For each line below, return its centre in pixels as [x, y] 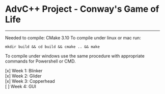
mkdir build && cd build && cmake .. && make [52, 47]
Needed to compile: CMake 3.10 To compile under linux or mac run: [73, 37]
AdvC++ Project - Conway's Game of [82, 9]
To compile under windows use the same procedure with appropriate [75, 56]
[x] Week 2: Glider [23, 76]
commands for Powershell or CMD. [41, 61]
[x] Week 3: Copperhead [30, 81]
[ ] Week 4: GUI [21, 86]
